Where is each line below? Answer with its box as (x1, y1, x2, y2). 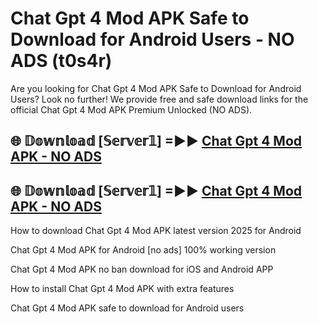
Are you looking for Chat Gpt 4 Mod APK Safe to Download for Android (10, 82, 302, 94)
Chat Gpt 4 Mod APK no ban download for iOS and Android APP (10, 263, 274, 276)
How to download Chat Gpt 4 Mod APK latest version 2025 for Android (10, 225, 302, 237)
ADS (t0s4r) (10, 50, 113, 72)
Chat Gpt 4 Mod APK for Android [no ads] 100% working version (10, 244, 277, 256)
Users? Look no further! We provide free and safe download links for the (10, 93, 309, 105)
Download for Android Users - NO (10, 28, 295, 51)
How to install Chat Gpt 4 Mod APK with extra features (10, 283, 235, 295)
